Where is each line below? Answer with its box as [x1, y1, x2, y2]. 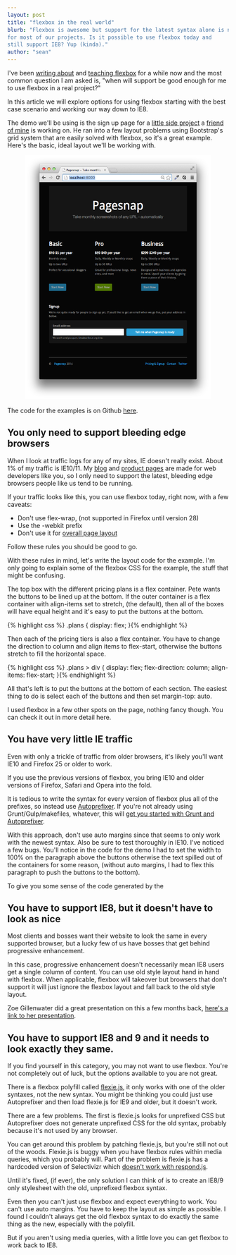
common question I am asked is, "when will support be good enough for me [7, 76, 227, 85]
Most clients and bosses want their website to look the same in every [7, 931, 207, 941]
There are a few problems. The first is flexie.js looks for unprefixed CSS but [7, 1111, 225, 1120]
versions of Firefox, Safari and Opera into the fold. [7, 780, 152, 789]
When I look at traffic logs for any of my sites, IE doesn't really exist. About [7, 456, 223, 465]
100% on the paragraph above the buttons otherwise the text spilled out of [7, 853, 223, 862]
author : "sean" [7, 49, 52, 56]
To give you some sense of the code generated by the [7, 881, 164, 890]
